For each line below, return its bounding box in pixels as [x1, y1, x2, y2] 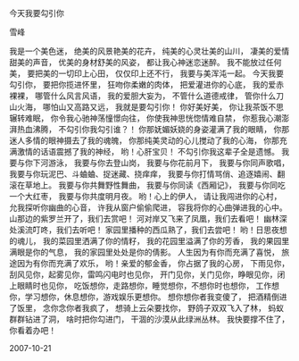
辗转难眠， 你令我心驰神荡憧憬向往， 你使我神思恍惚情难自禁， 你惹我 [9, 113, 266, 123]
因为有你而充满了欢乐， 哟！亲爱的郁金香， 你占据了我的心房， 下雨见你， [16, 258, 290, 268]
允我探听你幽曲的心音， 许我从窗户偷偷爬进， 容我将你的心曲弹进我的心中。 [9, 202, 287, 213]
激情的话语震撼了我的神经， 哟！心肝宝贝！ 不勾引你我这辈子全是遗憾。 [16, 147, 279, 156]
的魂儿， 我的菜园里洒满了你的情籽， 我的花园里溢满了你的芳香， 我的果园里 [9, 236, 290, 246]
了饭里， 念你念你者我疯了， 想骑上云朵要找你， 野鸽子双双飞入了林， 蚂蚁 [9, 303, 284, 313]
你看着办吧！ [9, 325, 56, 335]
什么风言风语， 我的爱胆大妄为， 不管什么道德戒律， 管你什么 [50, 90, 277, 101]
